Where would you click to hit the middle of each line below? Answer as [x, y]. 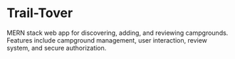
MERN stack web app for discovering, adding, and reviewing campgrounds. [117, 33]
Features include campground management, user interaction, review [107, 40]
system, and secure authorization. [57, 48]
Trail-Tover [40, 13]
